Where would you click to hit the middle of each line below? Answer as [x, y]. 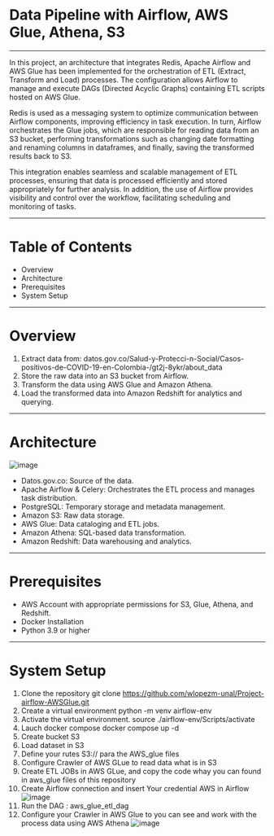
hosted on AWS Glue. [45, 97]
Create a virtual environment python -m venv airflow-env [116, 711]
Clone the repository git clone [71, 693]
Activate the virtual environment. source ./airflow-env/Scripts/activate [138, 719]
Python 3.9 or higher [55, 630]
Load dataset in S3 [52, 745]
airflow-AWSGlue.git [55, 702]
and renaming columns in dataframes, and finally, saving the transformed [132, 147]
